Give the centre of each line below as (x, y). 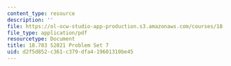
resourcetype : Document (41, 39)
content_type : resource (41, 13)
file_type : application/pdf (47, 33)
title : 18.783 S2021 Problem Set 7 (58, 45)
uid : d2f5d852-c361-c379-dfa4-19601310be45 (70, 52)
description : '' (30, 20)
